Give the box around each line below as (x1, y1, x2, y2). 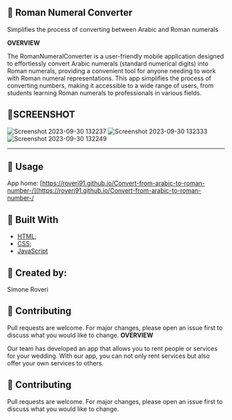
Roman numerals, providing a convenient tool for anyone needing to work (7, 66, 216, 75)
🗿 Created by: (7, 267, 67, 278)
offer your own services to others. (7, 359, 104, 367)
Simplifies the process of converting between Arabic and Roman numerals (7, 25, 219, 33)
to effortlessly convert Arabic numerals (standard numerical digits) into (7, 59, 209, 68)
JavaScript (17, 247, 48, 256)
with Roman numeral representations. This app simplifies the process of (7, 74, 212, 82)
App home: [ (7, 179, 43, 187)
